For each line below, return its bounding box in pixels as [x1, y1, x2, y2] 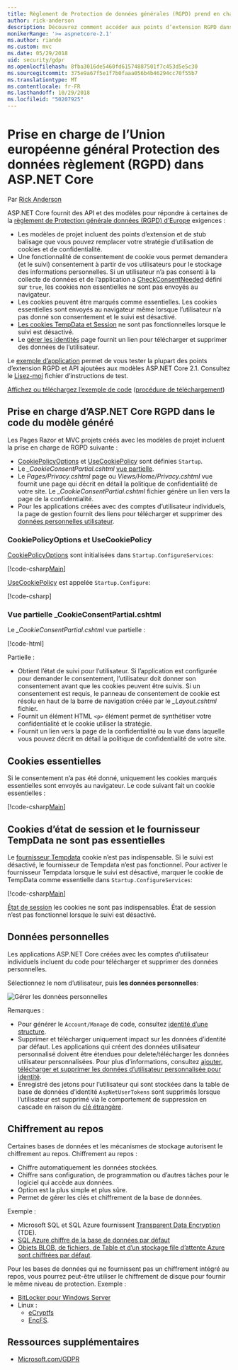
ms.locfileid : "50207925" [7, 96, 84, 103]
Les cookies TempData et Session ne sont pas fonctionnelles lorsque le [17, 320, 227, 329]
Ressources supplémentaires [7, 1336, 140, 1348]
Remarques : [7, 1006, 45, 1015]
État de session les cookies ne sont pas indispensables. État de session [7, 903, 216, 911]
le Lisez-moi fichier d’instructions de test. [7, 371, 129, 379]
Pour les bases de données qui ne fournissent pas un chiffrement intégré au [7, 1265, 229, 1273]
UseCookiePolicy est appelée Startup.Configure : [7, 578, 151, 587]
